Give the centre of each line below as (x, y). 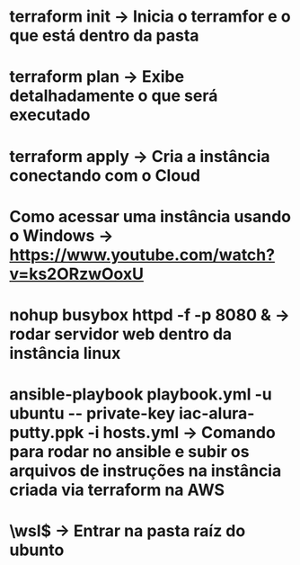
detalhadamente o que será (114, 96)
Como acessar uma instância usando (150, 216)
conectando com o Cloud (105, 175)
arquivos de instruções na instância (146, 471)
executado (50, 115)
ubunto (37, 550)
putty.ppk (47, 433)
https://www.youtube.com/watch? (142, 255)
